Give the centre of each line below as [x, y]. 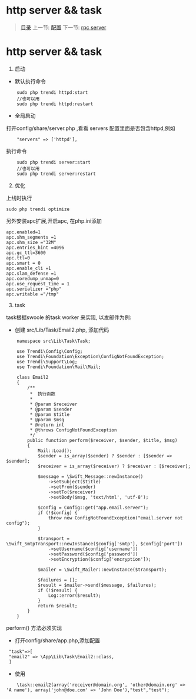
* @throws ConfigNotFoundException [73, 430]
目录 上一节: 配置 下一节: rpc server [63, 27]
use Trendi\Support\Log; [47, 362]
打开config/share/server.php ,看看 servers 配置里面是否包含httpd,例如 [91, 128]
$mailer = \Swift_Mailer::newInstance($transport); [102, 570]
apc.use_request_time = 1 [38, 284]
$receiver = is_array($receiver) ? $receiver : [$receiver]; [114, 466]
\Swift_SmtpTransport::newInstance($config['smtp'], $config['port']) [94, 544]
